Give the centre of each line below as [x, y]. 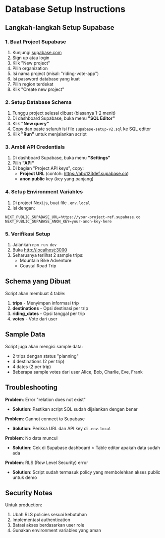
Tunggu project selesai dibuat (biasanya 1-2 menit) [64, 113]
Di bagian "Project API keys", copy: [48, 168]
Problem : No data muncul [31, 438]
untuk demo [25, 477]
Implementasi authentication [41, 520]
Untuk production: [24, 505]
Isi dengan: [24, 208]
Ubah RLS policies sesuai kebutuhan [50, 515]
